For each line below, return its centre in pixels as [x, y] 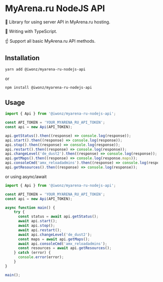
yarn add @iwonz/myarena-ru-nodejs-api [45, 69]
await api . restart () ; [40, 230]
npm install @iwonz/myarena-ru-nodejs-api [49, 87]
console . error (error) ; [41, 257]
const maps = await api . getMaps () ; [54, 239]
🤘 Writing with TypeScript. [31, 31]
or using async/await [26, 176]
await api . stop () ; [36, 226]
